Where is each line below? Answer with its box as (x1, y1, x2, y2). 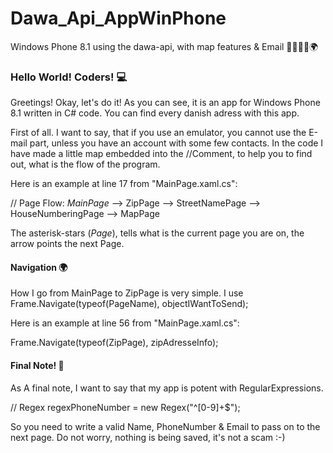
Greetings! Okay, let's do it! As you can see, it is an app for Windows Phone (10, 97, 321, 109)
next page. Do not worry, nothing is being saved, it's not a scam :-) (10, 431, 286, 443)
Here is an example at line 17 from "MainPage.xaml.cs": (10, 178, 238, 190)
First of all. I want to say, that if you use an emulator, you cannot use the (10, 127, 307, 139)
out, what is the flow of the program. (10, 158, 161, 171)
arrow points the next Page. (10, 238, 125, 250)
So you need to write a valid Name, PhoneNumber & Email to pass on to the (10, 420, 321, 432)
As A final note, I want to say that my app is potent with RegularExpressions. (10, 382, 324, 394)
